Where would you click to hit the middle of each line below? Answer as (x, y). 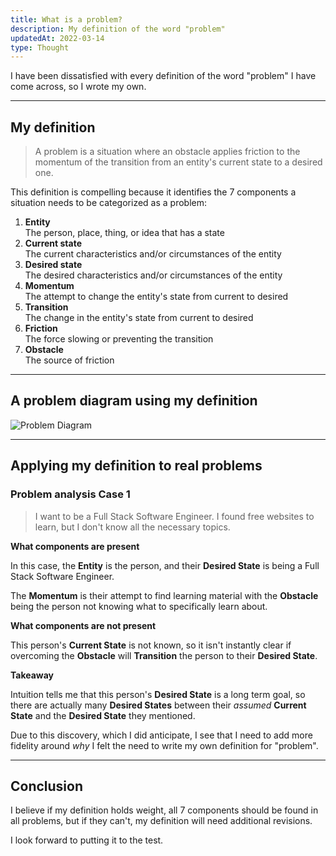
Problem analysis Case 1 (70, 494)
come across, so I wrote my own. (78, 87)
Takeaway (32, 675)
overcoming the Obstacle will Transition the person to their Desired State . (164, 655)
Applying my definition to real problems (136, 466)
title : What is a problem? (66, 19)
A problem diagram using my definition (134, 401)
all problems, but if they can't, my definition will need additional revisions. (161, 821)
